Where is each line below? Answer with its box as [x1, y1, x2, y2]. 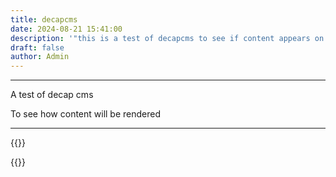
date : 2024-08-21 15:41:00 [10, 24, 123, 34]
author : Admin [10, 52, 70, 62]
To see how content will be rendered [10, 108, 162, 120]
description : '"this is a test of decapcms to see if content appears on [10, 33, 325, 43]
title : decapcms [10, 14, 78, 25]
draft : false [10, 42, 65, 53]
